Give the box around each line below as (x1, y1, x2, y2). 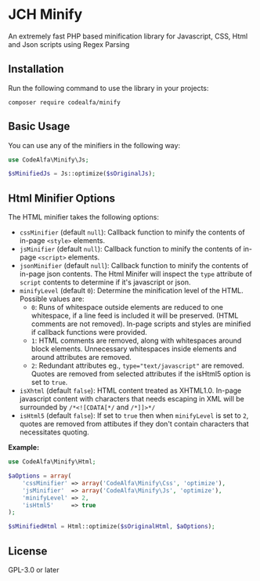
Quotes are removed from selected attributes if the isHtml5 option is (31, 369, 251, 379)
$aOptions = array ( (8, 472, 72, 480)
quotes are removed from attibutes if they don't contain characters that (19, 419, 249, 429)
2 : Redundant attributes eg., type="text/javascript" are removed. (31, 361, 244, 370)
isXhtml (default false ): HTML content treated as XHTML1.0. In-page (19, 386, 242, 395)
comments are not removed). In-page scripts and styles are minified (31, 319, 251, 329)
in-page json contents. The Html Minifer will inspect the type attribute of (19, 269, 253, 279)
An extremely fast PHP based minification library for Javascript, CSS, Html (8, 31, 248, 41)
